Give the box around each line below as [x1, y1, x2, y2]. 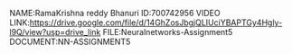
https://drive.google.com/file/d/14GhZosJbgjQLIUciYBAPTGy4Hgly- [29, 17, 283, 28]
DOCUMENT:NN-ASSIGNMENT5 [9, 36, 131, 47]
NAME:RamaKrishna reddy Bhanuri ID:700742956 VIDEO [9, 8, 221, 18]
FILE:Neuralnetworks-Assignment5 [102, 27, 233, 37]
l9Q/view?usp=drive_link [9, 27, 101, 37]
